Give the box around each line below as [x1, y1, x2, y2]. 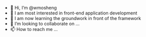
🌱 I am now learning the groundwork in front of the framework [10, 15, 141, 21]
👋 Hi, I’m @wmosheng [10, 5, 57, 10]
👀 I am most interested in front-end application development [10, 10, 137, 16]
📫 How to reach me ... [10, 26, 58, 32]
